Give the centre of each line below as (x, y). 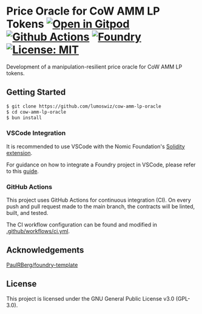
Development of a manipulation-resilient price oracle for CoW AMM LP (94, 67)
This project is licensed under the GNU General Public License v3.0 (90, 298)
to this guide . (23, 171)
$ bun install (24, 118)
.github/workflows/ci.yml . (38, 231)
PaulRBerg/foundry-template (42, 265)
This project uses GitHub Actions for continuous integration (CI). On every (99, 200)
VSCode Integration (36, 133)
